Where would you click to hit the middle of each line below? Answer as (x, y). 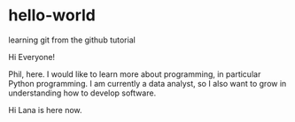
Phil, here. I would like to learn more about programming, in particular (135, 74)
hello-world (52, 15)
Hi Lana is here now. (45, 110)
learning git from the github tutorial (72, 40)
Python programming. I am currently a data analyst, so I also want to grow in (147, 83)
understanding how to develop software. (82, 93)
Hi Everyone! (31, 57)
